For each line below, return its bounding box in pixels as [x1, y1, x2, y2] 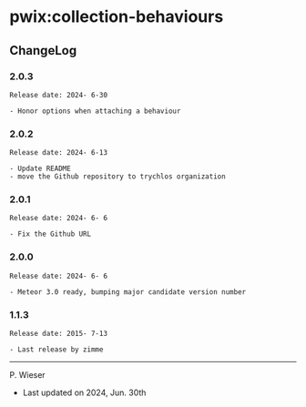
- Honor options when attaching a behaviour [9, 107, 181, 116]
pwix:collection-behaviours [9, 6, 224, 27]
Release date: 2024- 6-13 [9, 148, 107, 158]
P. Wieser [9, 370, 46, 381]
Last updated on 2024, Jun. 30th [22, 387, 147, 398]
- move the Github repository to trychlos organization [9, 172, 226, 181]
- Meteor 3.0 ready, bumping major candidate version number [9, 287, 247, 297]
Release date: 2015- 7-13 [9, 330, 107, 339]
